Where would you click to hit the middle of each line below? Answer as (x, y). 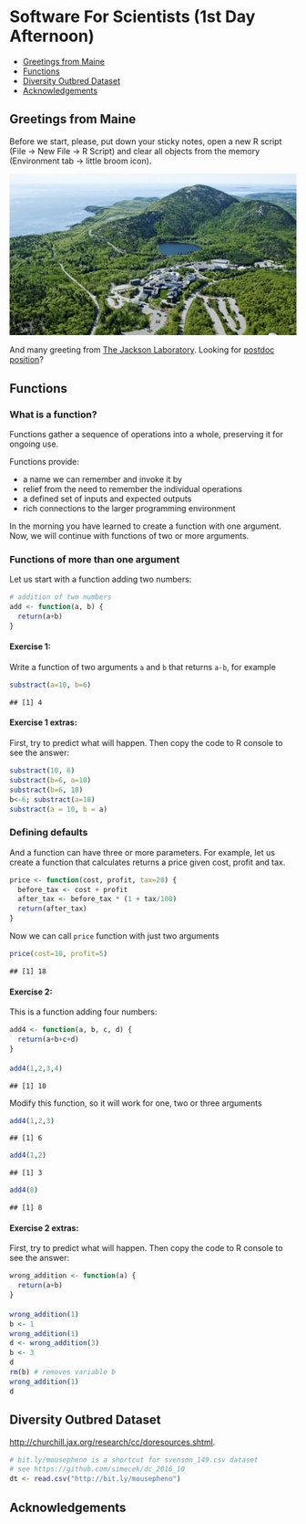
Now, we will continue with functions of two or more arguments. (129, 535)
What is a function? (53, 415)
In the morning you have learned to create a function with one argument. (146, 526)
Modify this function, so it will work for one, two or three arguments (136, 1103)
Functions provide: (45, 461)
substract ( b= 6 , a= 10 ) (51, 780)
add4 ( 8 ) (24, 1190)
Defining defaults (49, 833)
